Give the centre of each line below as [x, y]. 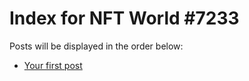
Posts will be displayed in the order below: [96, 46]
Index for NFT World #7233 [124, 18]
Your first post [53, 65]
